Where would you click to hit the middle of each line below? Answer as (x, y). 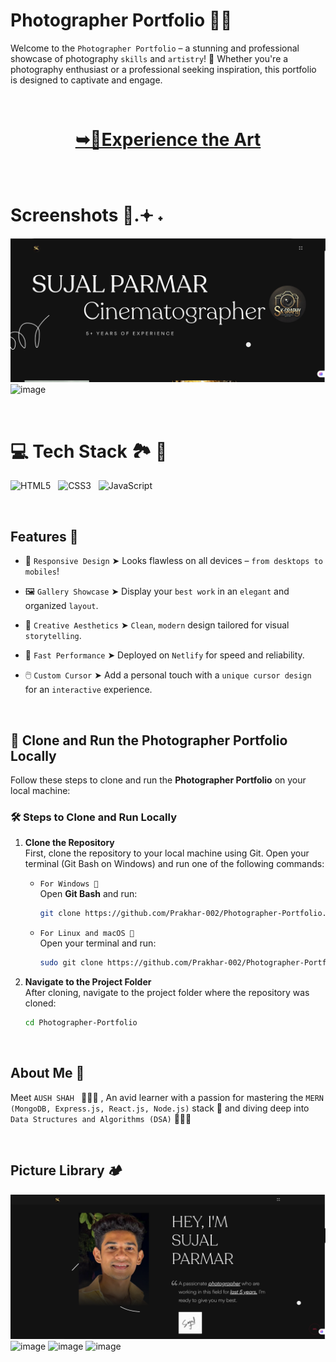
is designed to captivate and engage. (86, 80)
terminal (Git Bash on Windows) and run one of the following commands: (174, 864)
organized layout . (61, 606)
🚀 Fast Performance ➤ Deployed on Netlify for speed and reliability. (164, 655)
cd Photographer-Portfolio (81, 1023)
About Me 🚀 (47, 1073)
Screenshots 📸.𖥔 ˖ (87, 215)
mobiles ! (42, 571)
